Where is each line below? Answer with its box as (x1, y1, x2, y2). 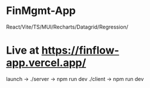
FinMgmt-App (6, 4, 76, 17)
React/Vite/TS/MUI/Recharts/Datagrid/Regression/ (6, 23, 128, 30)
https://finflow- (41, 44, 119, 57)
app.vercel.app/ (6, 57, 86, 69)
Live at (6, 44, 39, 57)
